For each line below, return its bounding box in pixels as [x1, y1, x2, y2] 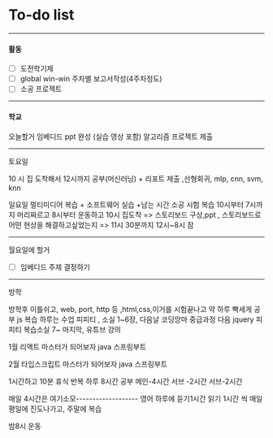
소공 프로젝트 [19, 84, 63, 94]
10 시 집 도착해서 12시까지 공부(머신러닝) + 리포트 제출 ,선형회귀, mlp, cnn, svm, [8, 173, 264, 184]
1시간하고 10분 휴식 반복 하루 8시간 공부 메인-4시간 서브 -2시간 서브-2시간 [8, 376, 243, 386]
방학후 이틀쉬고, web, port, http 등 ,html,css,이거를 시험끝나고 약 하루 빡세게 [8, 304, 253, 314]
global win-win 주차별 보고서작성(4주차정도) [19, 74, 162, 84]
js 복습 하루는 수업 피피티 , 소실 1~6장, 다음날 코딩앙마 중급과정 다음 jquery [16, 314, 254, 324]
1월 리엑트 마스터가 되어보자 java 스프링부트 [8, 341, 147, 351]
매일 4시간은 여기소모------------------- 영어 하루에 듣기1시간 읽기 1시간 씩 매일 [8, 393, 263, 403]
